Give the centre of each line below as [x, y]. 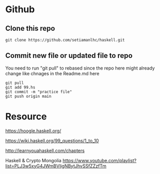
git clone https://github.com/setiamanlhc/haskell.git [65, 40]
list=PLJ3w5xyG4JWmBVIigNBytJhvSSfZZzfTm [56, 166]
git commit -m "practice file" [39, 92]
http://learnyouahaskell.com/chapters [45, 150]
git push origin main [28, 96]
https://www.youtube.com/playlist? [99, 160]
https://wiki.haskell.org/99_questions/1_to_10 [52, 140]
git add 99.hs [21, 87]
